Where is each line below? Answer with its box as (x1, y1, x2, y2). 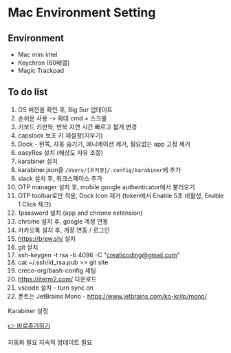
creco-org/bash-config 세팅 (17, 266, 97, 275)
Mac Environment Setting (8, 5, 156, 21)
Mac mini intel (17, 50, 58, 58)
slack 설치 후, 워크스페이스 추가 (17, 174, 102, 182)
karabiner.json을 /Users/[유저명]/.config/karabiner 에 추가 (17, 165, 181, 173)
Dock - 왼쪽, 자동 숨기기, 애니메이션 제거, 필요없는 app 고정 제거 (17, 140, 191, 148)
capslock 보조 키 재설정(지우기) (17, 131, 104, 139)
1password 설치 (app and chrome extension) (17, 208, 143, 217)
